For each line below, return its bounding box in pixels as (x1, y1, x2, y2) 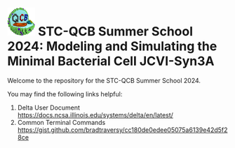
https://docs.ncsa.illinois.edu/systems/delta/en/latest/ (17, 110, 174, 119)
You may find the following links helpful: (7, 89, 123, 98)
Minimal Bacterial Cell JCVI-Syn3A (7, 53, 215, 69)
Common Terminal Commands (17, 118, 106, 126)
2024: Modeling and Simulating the (7, 38, 217, 54)
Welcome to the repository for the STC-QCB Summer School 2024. (7, 76, 201, 84)
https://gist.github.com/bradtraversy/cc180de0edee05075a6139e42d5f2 (17, 126, 228, 134)
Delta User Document (17, 103, 81, 112)
